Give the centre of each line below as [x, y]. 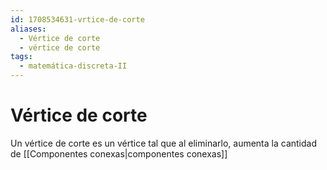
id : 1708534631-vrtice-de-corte [77, 19]
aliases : [28, 29]
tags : [21, 57]
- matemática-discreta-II [73, 66]
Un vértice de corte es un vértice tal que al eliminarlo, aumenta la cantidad [163, 143]
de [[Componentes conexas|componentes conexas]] [119, 153]
